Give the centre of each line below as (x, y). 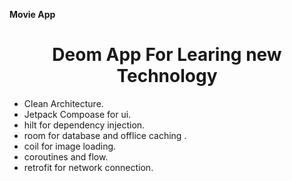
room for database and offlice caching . (105, 135)
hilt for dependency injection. (84, 125)
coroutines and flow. (66, 156)
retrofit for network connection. (88, 167)
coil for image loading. (70, 146)
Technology (167, 76)
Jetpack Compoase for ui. (77, 114)
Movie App (32, 14)
